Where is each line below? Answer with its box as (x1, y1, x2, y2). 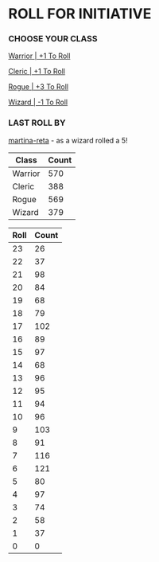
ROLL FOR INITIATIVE (8, 5, 152, 23)
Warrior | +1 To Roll (8, 51, 71, 60)
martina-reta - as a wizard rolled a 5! (8, 135, 129, 145)
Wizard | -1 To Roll (8, 97, 68, 107)
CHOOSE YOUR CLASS (8, 33, 98, 45)
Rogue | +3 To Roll (8, 82, 69, 92)
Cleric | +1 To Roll (8, 67, 66, 76)
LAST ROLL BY (8, 117, 66, 128)
